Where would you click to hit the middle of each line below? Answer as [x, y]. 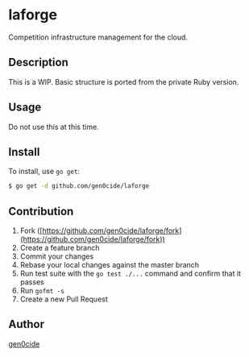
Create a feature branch [60, 248]
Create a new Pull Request [64, 299]
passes [32, 282]
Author [26, 324]
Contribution [41, 211]
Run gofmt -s [42, 291]
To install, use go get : [44, 172]
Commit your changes [57, 256]
